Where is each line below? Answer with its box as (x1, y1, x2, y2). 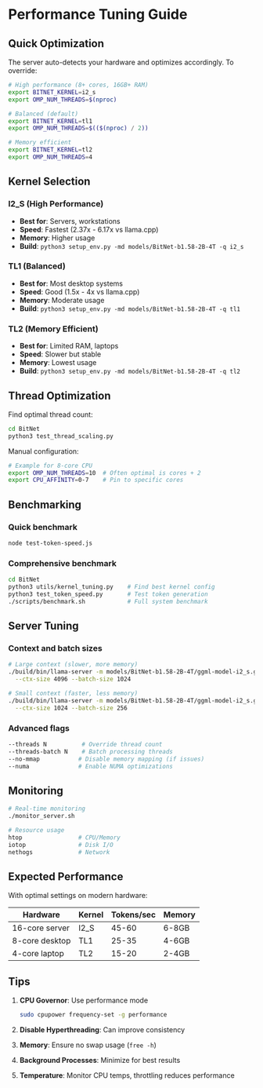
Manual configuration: (8, 446, 80, 456)
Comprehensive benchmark (8, 557, 117, 568)
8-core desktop (12, 936, 71, 947)
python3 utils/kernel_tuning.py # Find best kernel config (8, 583, 215, 591)
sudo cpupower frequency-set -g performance (19, 1011, 168, 1019)
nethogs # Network (8, 848, 110, 856)
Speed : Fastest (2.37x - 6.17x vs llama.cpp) (19, 225, 159, 234)
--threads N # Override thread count (8, 740, 163, 748)
